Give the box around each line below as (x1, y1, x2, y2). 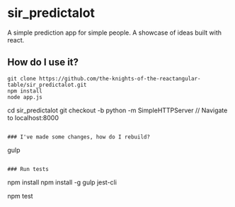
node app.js (7, 93, 42, 100)
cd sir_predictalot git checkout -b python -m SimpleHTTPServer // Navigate (7, 106, 228, 114)
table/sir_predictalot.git (7, 81, 87, 88)
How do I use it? (7, 57, 79, 69)
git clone (7, 75, 37, 82)
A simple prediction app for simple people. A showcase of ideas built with (7, 28, 222, 37)
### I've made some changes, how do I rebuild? (7, 133, 151, 141)
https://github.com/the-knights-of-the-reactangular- (38, 75, 201, 82)
